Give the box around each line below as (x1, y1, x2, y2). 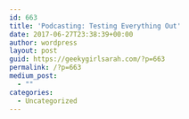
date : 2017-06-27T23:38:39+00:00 (9, 30, 134, 38)
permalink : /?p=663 (9, 64, 82, 72)
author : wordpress (9, 38, 78, 47)
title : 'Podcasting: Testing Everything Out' (9, 21, 181, 30)
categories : (9, 88, 53, 97)
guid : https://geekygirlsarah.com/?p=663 (9, 55, 166, 64)
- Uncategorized (17, 96, 78, 106)
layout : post (9, 47, 58, 55)
